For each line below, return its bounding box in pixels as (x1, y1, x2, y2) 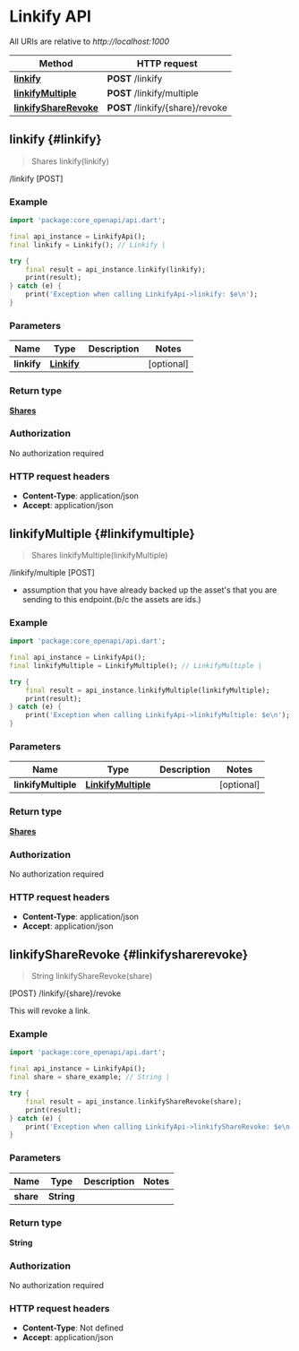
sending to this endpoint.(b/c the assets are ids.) (21, 593, 201, 604)
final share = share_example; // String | (9, 1073, 170, 1082)
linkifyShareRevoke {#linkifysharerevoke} (9, 947, 249, 962)
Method (38, 56, 73, 69)
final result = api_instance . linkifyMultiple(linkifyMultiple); (25, 686, 270, 695)
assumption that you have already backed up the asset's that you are (21, 585, 278, 595)
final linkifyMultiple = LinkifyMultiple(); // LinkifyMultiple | (9, 661, 262, 670)
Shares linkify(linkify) (30, 155, 110, 167)
